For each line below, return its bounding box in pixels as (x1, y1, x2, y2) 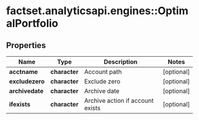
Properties (6, 40, 46, 50)
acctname (9, 68, 38, 76)
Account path (84, 68, 122, 76)
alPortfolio (6, 17, 59, 30)
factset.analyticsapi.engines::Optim (6, 4, 188, 18)
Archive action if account (84, 96, 154, 105)
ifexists (9, 100, 31, 108)
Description (103, 58, 138, 66)
